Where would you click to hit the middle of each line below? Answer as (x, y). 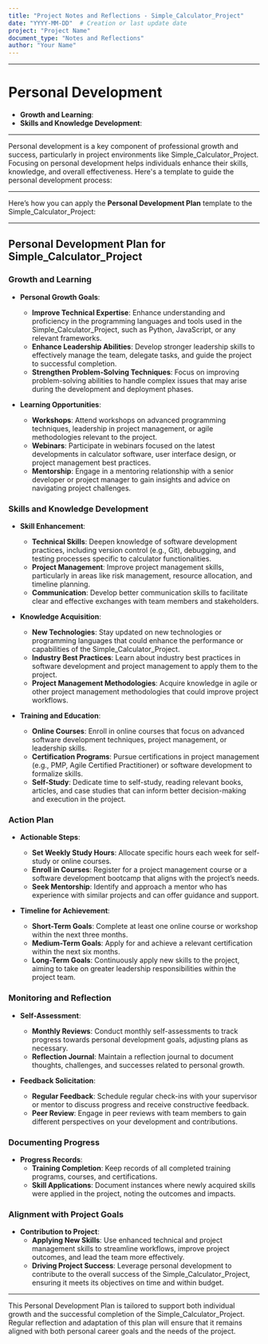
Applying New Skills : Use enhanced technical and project (127, 1240)
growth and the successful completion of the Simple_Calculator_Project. (126, 1314)
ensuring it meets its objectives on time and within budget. (128, 1283)
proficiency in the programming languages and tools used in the (137, 321)
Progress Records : (51, 1159)
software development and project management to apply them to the (145, 666)
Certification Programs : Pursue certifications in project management (146, 757)
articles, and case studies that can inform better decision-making (139, 791)
